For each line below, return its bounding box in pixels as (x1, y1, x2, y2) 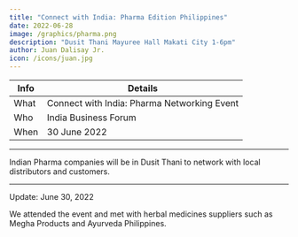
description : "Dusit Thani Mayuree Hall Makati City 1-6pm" (9, 37, 237, 47)
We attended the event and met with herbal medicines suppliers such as (9, 209, 273, 219)
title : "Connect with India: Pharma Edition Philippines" (9, 12, 228, 22)
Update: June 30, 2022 (9, 192, 95, 202)
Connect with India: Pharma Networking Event (47, 97, 239, 109)
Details (127, 82, 158, 94)
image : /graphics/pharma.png (9, 29, 117, 38)
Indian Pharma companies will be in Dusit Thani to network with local (9, 157, 261, 167)
